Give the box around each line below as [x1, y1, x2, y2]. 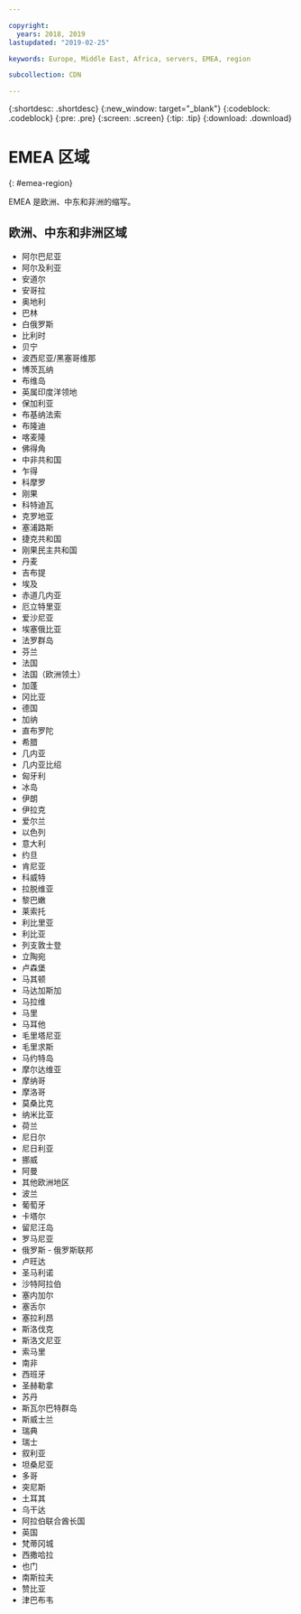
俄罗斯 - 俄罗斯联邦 [21, 1244, 94, 1255]
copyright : [8, 21, 50, 30]
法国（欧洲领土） [21, 668, 86, 679]
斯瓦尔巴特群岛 [21, 1402, 78, 1413]
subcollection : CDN [8, 70, 82, 79]
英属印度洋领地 [21, 386, 78, 397]
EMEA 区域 [8, 147, 90, 168]
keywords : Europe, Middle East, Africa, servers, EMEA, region [8, 54, 251, 63]
